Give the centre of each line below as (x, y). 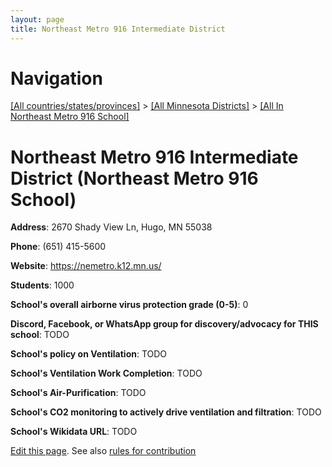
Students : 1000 (42, 285)
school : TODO (40, 335)
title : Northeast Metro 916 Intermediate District (118, 29)
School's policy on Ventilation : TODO (89, 354)
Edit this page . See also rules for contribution (103, 451)
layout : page (37, 19)
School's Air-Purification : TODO (78, 393)
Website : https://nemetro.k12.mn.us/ (86, 266)
